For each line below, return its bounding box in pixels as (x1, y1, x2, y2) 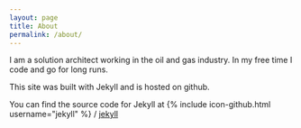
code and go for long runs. (9, 64, 108, 75)
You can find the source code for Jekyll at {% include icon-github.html (9, 99, 271, 110)
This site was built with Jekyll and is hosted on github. (9, 82, 210, 93)
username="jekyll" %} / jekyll (9, 109, 119, 120)
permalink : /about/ (9, 30, 83, 39)
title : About (9, 22, 59, 31)
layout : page (9, 13, 59, 23)
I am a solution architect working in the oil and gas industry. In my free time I (9, 55, 293, 66)
